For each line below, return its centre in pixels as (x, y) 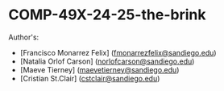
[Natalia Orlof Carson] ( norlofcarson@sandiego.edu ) (107, 61)
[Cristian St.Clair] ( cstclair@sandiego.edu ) (90, 78)
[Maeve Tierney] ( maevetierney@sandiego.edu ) (100, 69)
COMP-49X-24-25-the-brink (107, 15)
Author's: (24, 37)
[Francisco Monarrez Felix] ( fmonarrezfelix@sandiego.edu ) (118, 52)
